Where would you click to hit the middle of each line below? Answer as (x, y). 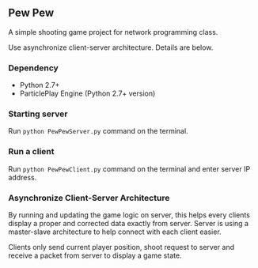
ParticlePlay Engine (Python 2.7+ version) (87, 93)
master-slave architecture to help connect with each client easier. (115, 232)
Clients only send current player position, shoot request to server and (121, 247)
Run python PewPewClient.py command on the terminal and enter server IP (129, 168)
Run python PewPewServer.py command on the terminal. (98, 131)
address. (23, 177)
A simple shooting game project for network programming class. (113, 32)
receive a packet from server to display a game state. (95, 255)
